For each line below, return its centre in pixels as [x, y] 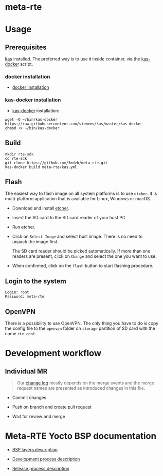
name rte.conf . [21, 334]
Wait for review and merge [39, 417]
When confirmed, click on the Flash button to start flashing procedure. [83, 266]
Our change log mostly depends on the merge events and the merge [86, 383]
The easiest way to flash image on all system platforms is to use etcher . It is [81, 193]
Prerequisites [26, 47]
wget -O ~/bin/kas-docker [31, 119]
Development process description [46, 459]
